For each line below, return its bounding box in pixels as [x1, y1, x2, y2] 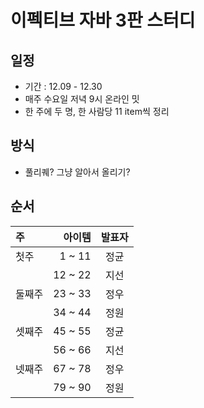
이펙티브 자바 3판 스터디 [10, 9, 196, 32]
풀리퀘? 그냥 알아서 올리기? [24, 166, 131, 178]
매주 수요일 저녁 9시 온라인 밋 [24, 93, 140, 105]
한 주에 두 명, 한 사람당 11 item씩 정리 [24, 106, 170, 117]
